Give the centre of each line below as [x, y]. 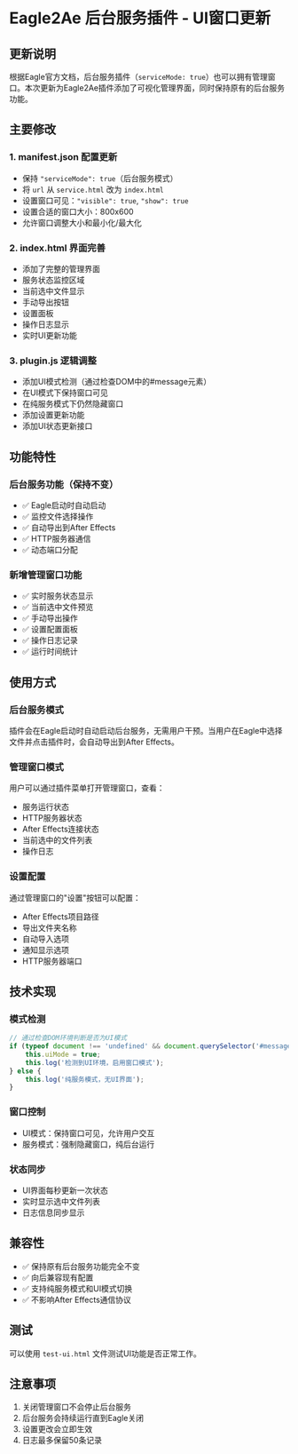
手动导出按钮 [45, 302]
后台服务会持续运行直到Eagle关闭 [83, 1418]
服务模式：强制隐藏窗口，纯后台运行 [88, 1144]
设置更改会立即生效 [57, 1429]
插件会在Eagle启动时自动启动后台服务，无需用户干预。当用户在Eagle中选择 [146, 730]
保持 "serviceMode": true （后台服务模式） [100, 178]
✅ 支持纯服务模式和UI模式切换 [77, 1288]
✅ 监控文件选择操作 [58, 516]
